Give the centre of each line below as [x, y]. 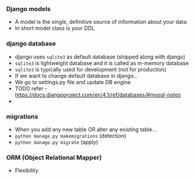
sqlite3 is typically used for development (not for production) [91, 69]
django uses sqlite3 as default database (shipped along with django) [100, 57]
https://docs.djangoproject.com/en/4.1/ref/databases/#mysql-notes [98, 95]
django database [31, 44]
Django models [28, 9]
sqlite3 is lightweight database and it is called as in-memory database [102, 63]
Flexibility [27, 170]
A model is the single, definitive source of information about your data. [101, 22]
